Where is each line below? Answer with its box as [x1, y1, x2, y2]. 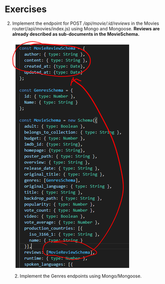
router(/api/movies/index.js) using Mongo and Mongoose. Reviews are [12, 25, 160, 31]
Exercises [5, 4, 47, 15]
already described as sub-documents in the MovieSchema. [12, 31, 140, 37]
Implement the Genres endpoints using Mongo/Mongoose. [19, 273, 142, 279]
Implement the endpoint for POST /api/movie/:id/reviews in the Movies [12, 20, 159, 26]
